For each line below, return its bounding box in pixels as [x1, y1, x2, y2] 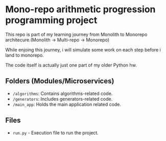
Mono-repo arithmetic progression [5, 4, 156, 15]
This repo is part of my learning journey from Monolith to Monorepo [5, 31, 148, 37]
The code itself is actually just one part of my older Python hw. [5, 62, 137, 68]
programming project [5, 14, 98, 26]
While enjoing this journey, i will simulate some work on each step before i [5, 46, 161, 53]
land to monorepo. [5, 52, 44, 58]
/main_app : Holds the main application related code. [12, 101, 122, 107]
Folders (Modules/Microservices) [5, 77, 114, 85]
